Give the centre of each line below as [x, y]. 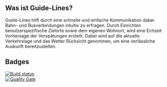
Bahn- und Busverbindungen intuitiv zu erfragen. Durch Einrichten [73, 25]
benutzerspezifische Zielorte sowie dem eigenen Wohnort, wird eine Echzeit [83, 30]
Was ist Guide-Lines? [39, 8]
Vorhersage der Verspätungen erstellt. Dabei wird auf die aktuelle [73, 36]
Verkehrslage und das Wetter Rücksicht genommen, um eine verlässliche [80, 41]
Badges [17, 62]
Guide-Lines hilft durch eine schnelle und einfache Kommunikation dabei [80, 20]
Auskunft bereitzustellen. [31, 46]
